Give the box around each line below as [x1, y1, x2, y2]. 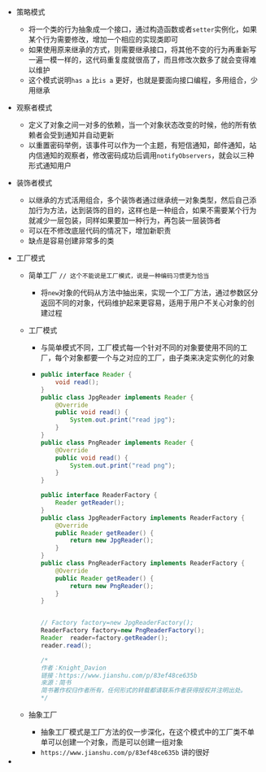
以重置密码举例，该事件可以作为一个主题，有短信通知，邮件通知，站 [28, 141, 257, 150]
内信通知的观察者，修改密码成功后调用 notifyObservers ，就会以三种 [28, 150, 255, 160]
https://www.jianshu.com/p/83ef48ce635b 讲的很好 [40, 748, 210, 757]
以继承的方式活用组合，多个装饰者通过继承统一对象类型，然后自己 [28, 195, 250, 205]
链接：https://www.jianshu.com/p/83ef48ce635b [40, 671, 198, 679]
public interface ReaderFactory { [40, 491, 158, 499]
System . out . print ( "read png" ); [69, 461, 177, 469]
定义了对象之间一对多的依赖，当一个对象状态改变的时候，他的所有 [28, 120, 250, 129]
